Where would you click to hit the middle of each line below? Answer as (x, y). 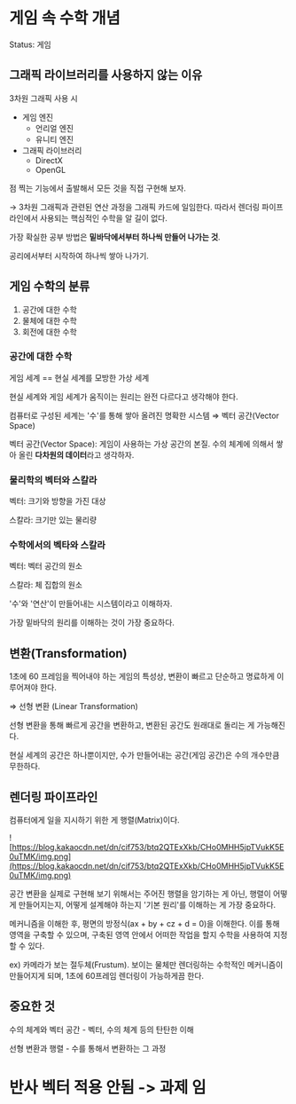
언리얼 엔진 (54, 128)
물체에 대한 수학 (49, 320)
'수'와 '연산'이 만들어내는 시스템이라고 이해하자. (91, 603)
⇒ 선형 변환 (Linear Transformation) (74, 706)
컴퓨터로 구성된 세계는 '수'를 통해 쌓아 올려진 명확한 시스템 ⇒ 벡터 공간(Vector (144, 415)
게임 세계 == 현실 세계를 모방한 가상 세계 (79, 377)
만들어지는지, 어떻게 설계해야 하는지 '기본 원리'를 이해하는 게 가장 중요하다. (147, 905)
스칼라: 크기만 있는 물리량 (53, 520)
